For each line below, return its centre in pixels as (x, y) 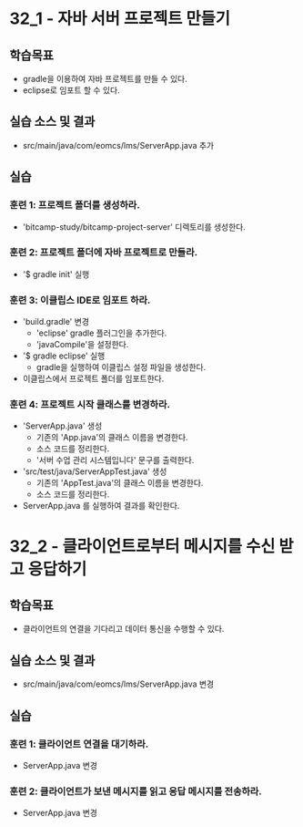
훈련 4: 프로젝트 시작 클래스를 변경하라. (90, 405)
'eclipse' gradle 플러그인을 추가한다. (101, 333)
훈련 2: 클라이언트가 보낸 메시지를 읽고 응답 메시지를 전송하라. (136, 791)
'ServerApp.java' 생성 (62, 426)
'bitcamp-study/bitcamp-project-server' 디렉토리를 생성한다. (134, 227)
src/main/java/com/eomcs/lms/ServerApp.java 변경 (118, 684)
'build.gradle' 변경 (56, 322)
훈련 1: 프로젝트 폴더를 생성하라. (75, 205)
